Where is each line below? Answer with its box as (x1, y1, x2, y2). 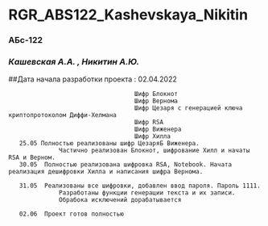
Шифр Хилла (134, 132, 171, 140)
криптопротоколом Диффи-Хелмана (8, 111, 117, 119)
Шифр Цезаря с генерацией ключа (134, 104, 243, 112)
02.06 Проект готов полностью (19, 210, 125, 219)
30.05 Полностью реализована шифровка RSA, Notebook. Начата (19, 161, 232, 169)
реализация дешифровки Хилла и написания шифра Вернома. (8, 168, 204, 176)
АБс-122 (8, 35, 43, 46)
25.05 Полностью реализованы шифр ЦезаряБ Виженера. (19, 140, 200, 148)
